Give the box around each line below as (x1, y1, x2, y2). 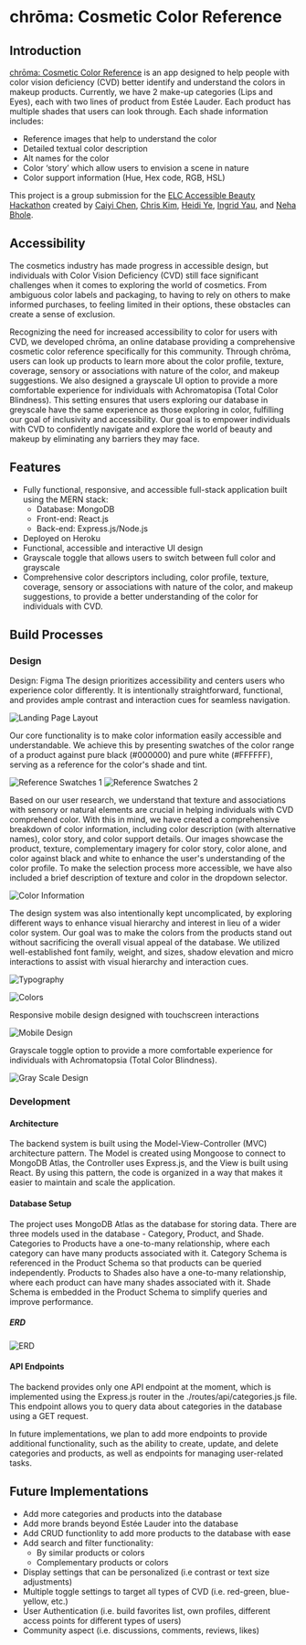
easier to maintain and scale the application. (9, 1177, 175, 1188)
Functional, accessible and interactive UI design (22, 542, 204, 553)
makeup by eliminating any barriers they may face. (9, 433, 200, 444)
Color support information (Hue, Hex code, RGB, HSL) (22, 172, 226, 183)
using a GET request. (9, 1410, 89, 1421)
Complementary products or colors (36, 1556, 169, 1567)
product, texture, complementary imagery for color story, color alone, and (9, 843, 288, 854)
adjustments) (22, 1576, 73, 1587)
